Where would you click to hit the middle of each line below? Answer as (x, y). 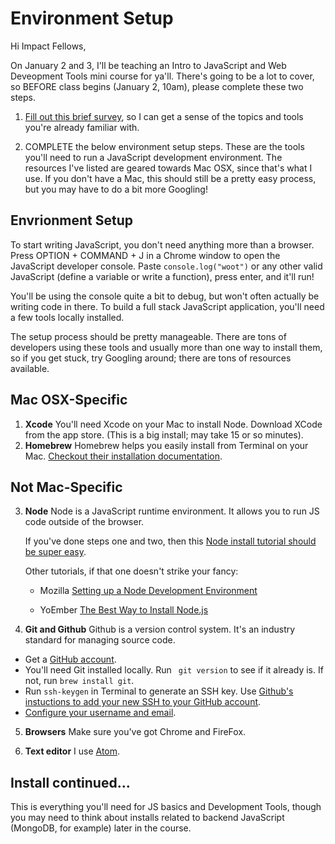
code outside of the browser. (84, 522)
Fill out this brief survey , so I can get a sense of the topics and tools (164, 116)
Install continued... (70, 782)
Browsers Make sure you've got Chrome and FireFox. (135, 732)
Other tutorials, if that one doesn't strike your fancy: (131, 571)
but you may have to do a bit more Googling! (116, 189)
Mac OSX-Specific (69, 400)
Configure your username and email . (100, 713)
